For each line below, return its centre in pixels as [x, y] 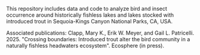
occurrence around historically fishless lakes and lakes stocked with [90, 15]
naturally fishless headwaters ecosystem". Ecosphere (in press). [85, 45]
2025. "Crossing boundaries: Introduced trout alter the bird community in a [98, 39]
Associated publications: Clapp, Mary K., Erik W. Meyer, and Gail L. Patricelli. [100, 33]
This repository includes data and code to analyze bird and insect [87, 9]
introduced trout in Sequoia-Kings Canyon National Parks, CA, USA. [90, 21]
